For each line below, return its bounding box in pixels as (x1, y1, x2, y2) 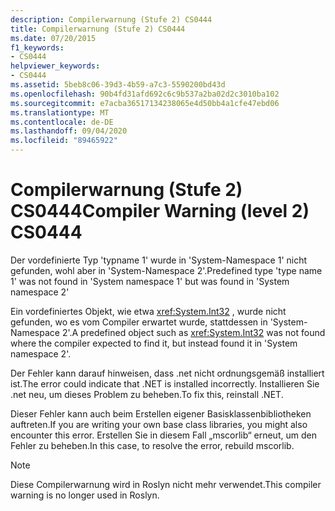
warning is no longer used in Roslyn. (10, 489, 160, 501)
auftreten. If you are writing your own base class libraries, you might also (10, 418, 308, 430)
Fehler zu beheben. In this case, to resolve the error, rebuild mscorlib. (10, 439, 295, 451)
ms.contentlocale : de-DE (10, 117, 114, 127)
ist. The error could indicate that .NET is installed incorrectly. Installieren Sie (10, 377, 320, 390)
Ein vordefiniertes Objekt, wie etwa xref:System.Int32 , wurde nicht (10, 305, 287, 317)
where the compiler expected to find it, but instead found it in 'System (10, 337, 298, 349)
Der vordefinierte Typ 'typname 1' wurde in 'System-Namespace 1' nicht (10, 254, 308, 266)
